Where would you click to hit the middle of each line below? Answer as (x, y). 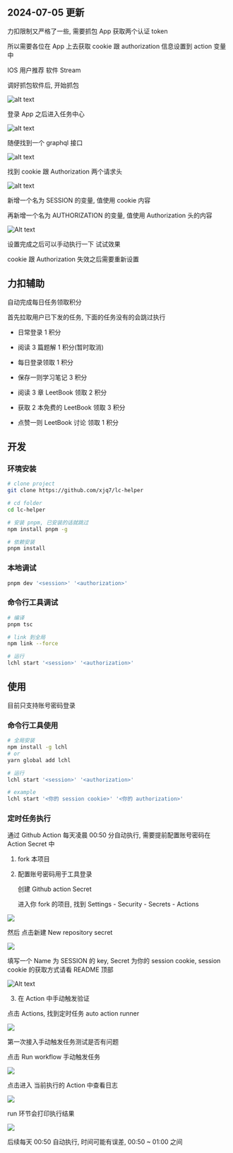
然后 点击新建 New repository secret (60, 933)
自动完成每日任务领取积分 (44, 302)
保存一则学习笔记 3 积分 (52, 377)
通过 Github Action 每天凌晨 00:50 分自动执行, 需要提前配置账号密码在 (109, 835)
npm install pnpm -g (38, 529)
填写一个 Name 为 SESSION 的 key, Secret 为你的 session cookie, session (114, 961)
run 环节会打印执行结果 (41, 1113)
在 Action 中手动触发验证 (53, 999)
